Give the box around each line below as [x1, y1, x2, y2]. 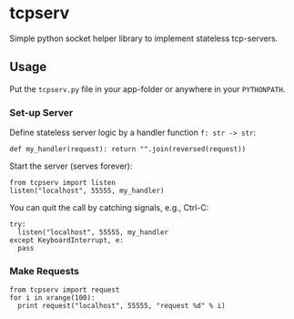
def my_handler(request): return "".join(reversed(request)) [9, 145, 247, 154]
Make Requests [9, 264, 80, 277]
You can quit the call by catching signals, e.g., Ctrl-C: [9, 202, 209, 213]
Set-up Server [9, 106, 74, 118]
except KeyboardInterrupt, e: [9, 236, 125, 245]
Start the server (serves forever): [9, 160, 133, 171]
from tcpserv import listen [9, 179, 117, 188]
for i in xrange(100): [9, 293, 96, 303]
